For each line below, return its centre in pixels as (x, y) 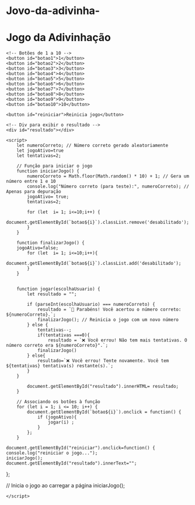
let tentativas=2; (39, 156)
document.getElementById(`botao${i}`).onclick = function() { (104, 412)
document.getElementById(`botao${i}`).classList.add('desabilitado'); (94, 264)
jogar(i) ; (61, 422)
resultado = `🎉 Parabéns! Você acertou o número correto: (109, 310)
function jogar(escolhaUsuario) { (58, 289)
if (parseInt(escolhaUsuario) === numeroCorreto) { (91, 305)
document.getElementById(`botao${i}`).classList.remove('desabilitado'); (98, 223)
